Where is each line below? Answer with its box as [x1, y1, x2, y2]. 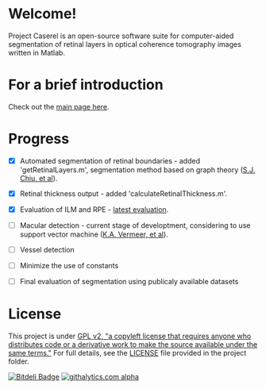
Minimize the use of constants [19, 261, 119, 271]
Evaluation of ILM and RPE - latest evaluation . [19, 204, 169, 214]
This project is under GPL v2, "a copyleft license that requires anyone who [8, 331, 252, 341]
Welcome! [8, 5, 77, 23]
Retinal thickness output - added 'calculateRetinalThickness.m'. [19, 188, 228, 198]
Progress [8, 130, 70, 148]
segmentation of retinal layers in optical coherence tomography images [8, 39, 242, 48]
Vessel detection [19, 245, 75, 255]
